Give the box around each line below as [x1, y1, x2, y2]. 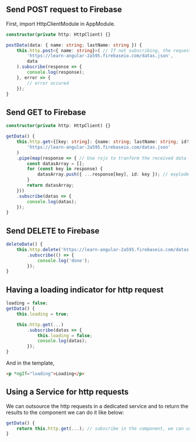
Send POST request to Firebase [6, 5, 123, 15]
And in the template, [6, 359, 55, 366]
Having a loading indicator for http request [6, 285, 164, 294]
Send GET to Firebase [6, 107, 86, 117]
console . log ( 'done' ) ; [37, 258, 90, 263]
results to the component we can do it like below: [6, 409, 124, 416]
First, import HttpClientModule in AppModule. [6, 20, 116, 27]
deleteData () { [6, 241, 43, 248]
